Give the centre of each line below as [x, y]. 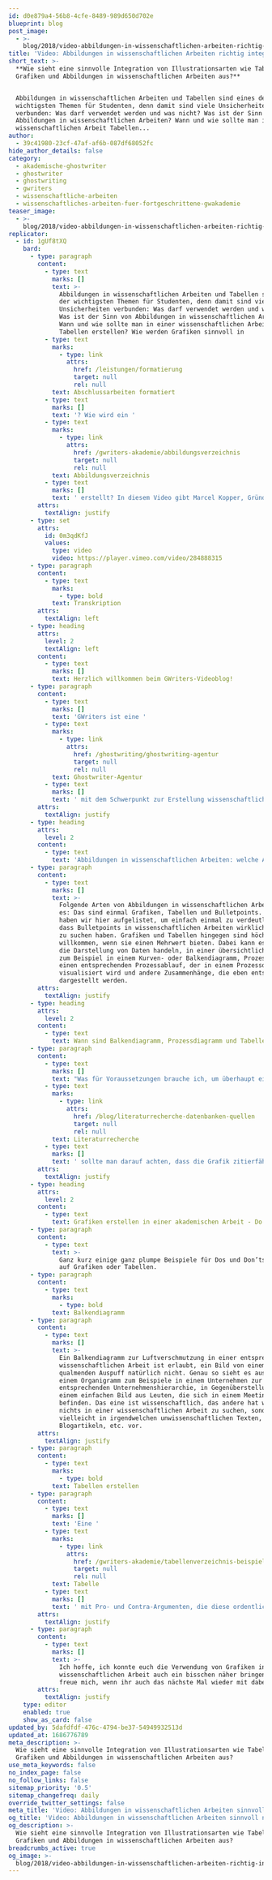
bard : [32, 249]
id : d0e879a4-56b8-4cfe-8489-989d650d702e [81, 16]
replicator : [28, 234]
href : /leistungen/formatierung [128, 370]
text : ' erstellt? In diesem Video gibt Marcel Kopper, [148, 498]
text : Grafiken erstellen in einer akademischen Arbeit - [151, 1222]
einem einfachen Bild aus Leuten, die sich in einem [150, 1396]
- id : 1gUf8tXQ [41, 241]
